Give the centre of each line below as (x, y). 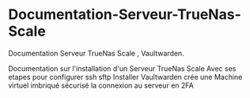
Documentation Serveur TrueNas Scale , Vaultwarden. (96, 53)
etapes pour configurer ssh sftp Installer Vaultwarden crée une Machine (125, 77)
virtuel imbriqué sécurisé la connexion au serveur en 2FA (101, 85)
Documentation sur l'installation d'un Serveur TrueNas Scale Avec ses (122, 68)
